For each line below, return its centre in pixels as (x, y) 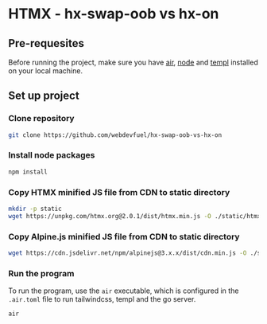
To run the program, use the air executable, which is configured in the (124, 291)
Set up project (44, 96)
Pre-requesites (46, 43)
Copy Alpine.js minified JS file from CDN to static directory (124, 236)
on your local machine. (46, 71)
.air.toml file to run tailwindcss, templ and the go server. (102, 299)
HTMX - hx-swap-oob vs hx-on (114, 14)
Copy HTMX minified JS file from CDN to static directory (119, 192)
